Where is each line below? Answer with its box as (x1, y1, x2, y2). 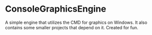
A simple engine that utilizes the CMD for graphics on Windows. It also (5, 19, 148, 25)
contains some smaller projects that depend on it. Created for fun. (5, 24, 139, 30)
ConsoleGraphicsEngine (5, 3, 106, 15)
